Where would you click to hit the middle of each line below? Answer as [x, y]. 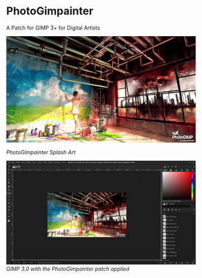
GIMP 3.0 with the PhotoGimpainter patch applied [68, 269]
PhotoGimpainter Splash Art [41, 152]
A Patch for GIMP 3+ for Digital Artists [53, 28]
